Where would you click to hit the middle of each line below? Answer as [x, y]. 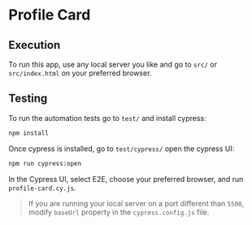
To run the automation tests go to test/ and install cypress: [107, 118]
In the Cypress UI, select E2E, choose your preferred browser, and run [126, 179]
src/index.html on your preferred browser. [80, 73]
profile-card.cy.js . [42, 188]
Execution [35, 45]
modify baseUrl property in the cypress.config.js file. [119, 212]
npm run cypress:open [45, 163]
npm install [28, 133]
